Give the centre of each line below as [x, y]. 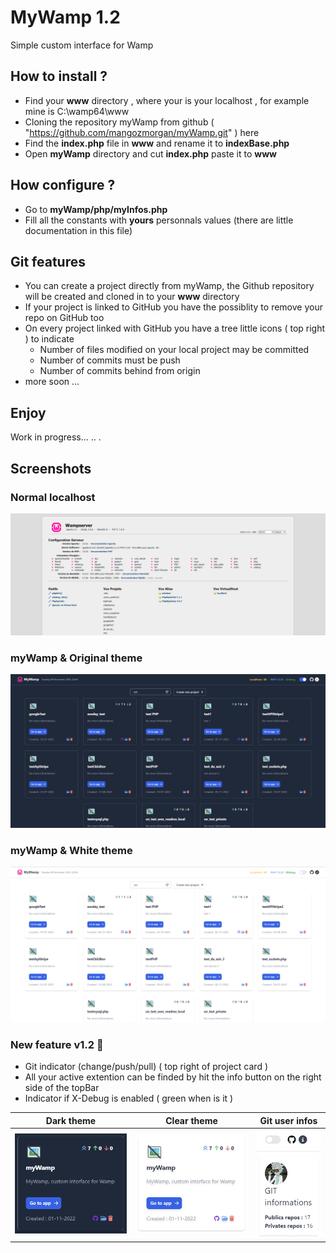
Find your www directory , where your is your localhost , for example [167, 100]
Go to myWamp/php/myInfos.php [96, 209]
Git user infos [288, 1120]
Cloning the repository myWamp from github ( [119, 122]
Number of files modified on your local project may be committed [174, 350]
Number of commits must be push [110, 360]
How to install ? [59, 76]
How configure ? [63, 185]
